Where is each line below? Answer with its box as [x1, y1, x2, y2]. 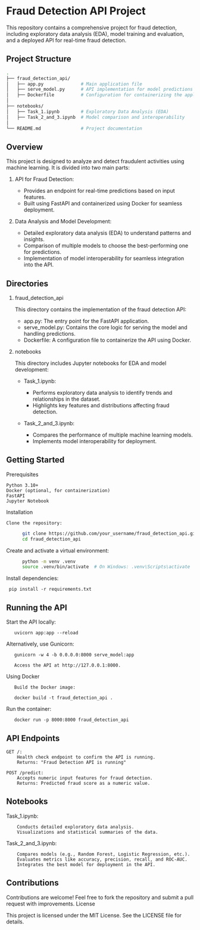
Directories [6, 278, 49, 288]
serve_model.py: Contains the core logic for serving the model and [23, 324, 187, 331]
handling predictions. [23, 330, 76, 337]
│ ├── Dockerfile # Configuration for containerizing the [6, 92, 183, 98]
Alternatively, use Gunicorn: [6, 640, 74, 647]
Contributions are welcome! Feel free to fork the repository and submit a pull [6, 894, 194, 901]
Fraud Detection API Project [6, 4, 146, 18]
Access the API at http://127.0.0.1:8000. [14, 662, 121, 668]
